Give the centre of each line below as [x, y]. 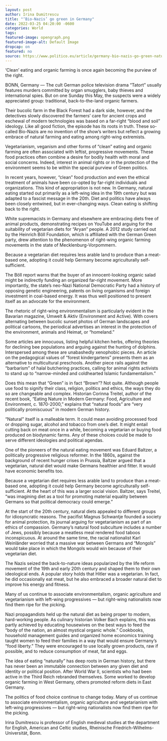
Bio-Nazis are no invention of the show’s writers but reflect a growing [89, 132]
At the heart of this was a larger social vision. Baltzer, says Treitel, [94, 491]
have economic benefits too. [34, 471]
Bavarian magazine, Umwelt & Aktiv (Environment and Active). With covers [82, 316]
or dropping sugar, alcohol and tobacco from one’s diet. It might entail [77, 424]
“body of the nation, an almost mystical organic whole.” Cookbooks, [75, 630]
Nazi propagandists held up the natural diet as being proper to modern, [78, 614]
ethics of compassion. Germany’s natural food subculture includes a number [83, 527]
